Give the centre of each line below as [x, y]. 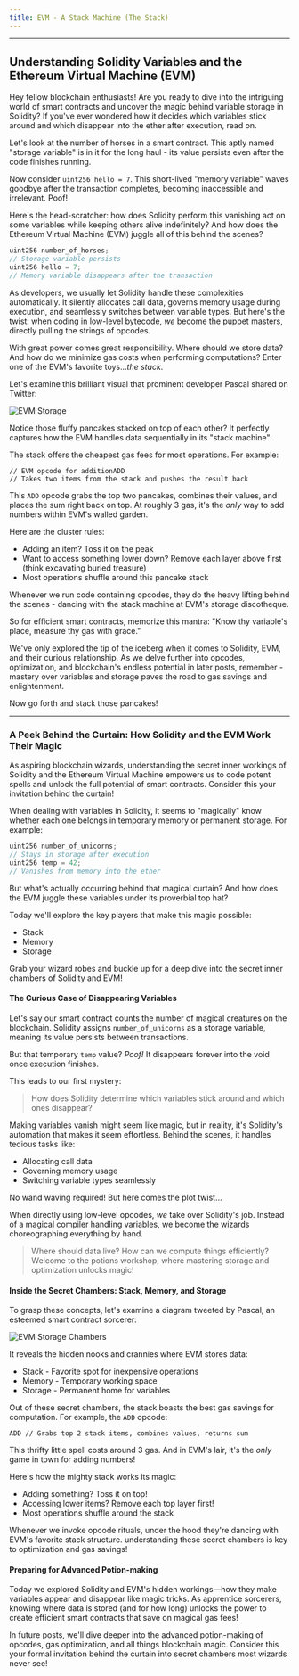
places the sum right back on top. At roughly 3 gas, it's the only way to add [147, 505]
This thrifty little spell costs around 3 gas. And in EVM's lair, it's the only [141, 1450]
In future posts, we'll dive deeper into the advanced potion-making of [137, 1635]
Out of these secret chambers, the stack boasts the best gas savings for [141, 1408]
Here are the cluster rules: [57, 531]
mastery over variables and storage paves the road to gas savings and [138, 676]
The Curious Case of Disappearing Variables [93, 998]
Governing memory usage [70, 1171]
